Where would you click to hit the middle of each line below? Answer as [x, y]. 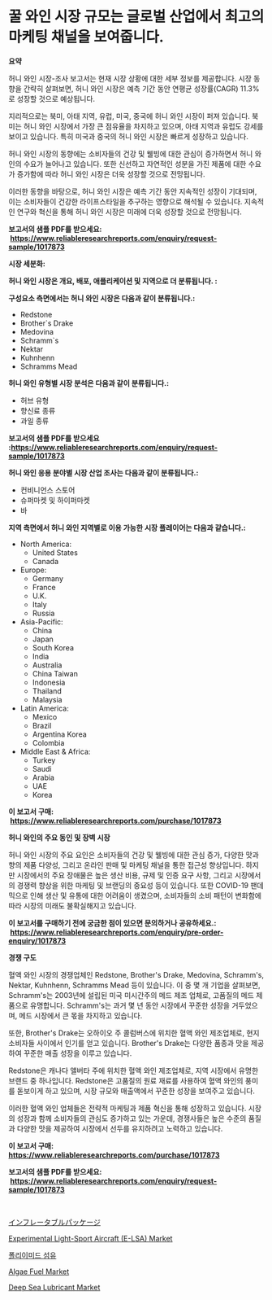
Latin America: [44, 708]
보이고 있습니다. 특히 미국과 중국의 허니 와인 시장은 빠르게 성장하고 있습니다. [129, 136]
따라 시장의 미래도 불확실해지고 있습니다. [72, 905]
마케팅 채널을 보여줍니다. [86, 37]
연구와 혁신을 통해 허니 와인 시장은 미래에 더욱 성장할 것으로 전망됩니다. [129, 212]
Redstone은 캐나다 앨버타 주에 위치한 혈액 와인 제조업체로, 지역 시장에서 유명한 [134, 1070]
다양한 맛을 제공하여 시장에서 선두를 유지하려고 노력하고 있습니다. [120, 1128]
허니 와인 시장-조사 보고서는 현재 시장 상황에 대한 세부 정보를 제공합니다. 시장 [130, 78]
